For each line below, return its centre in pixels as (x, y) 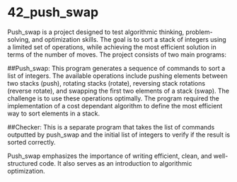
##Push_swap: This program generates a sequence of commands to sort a (116, 68)
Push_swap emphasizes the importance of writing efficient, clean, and (110, 156)
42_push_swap (53, 12)
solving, (19, 39)
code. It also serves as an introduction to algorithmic (116, 163)
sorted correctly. (31, 142)
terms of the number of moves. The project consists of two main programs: (117, 55)
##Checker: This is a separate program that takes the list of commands (111, 127)
